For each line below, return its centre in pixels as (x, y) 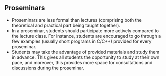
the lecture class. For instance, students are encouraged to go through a (86, 36)
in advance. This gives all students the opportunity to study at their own (86, 57)
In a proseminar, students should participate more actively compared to (85, 31)
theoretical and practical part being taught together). (66, 25)
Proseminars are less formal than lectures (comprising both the (77, 20)
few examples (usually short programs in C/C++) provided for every (82, 41)
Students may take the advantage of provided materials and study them (86, 52)
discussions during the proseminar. (48, 68)
